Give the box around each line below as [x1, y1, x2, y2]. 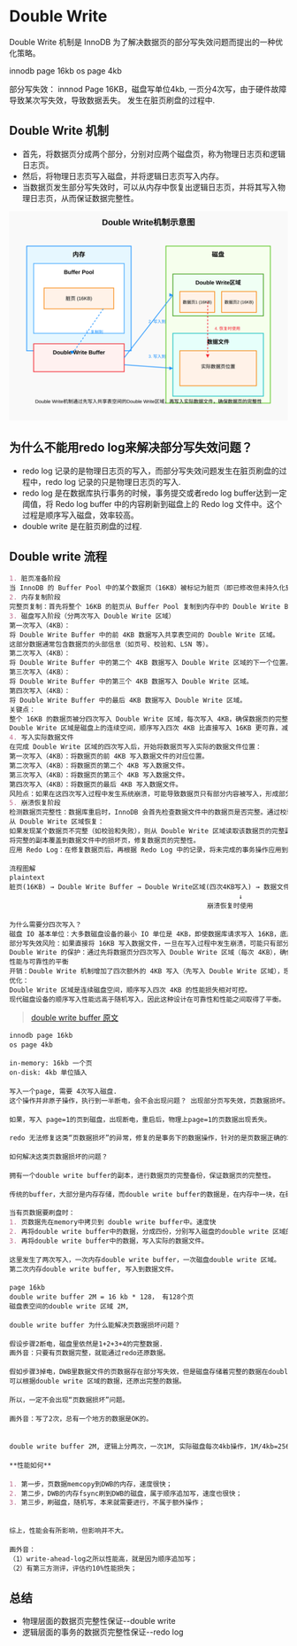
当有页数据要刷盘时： [9, 1208, 75, 1218]
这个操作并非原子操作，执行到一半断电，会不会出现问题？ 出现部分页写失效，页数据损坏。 [9, 1096, 290, 1105]
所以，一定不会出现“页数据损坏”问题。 [9, 1395, 130, 1404]
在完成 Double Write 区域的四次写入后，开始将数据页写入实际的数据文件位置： [9, 743, 263, 752]
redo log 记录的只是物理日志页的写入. [45, 476, 181, 487]
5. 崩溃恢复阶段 [9, 799, 61, 807]
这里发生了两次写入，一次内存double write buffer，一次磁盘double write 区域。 [9, 1255, 281, 1264]
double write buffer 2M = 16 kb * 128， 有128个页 [9, 1292, 194, 1302]
